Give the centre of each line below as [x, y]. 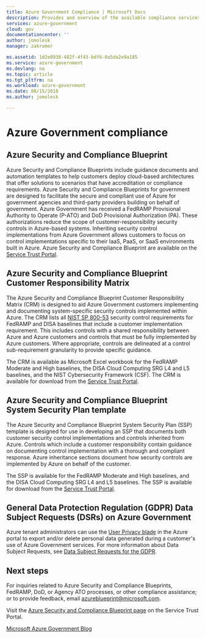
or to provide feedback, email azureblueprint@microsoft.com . [84, 599]
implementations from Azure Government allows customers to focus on [96, 235]
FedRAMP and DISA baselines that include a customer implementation [95, 324]
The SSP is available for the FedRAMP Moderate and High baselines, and [98, 475]
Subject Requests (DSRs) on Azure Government [99, 517]
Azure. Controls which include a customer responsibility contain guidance [99, 444]
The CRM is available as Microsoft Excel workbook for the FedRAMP [92, 362]
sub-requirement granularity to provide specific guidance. [79, 350]
